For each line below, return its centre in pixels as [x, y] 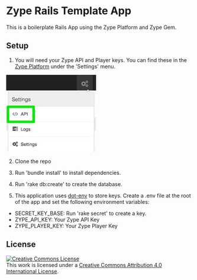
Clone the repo [33, 161]
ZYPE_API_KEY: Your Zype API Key [57, 219]
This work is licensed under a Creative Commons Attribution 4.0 [84, 265]
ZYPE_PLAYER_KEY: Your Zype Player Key [66, 226]
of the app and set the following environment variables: [82, 201]
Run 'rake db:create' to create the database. [68, 184]
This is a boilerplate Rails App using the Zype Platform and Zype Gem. [91, 27]
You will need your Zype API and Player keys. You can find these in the [101, 60]
